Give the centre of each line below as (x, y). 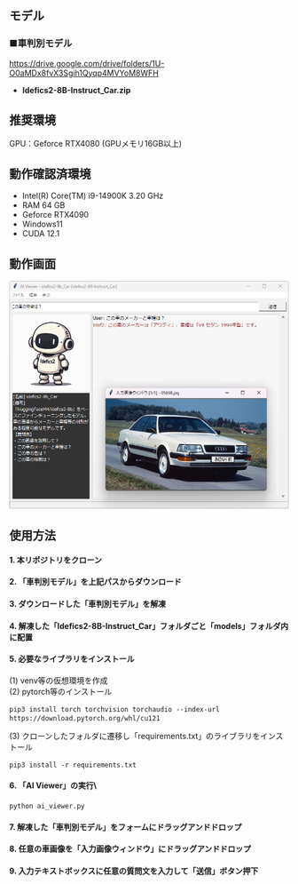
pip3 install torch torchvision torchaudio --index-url (114, 709)
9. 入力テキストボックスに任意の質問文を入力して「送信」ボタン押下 (134, 871)
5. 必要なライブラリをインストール (72, 659)
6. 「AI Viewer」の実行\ (53, 785)
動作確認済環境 (50, 174)
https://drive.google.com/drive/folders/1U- (87, 63)
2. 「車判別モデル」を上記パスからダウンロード (95, 582)
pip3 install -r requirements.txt (73, 765)
